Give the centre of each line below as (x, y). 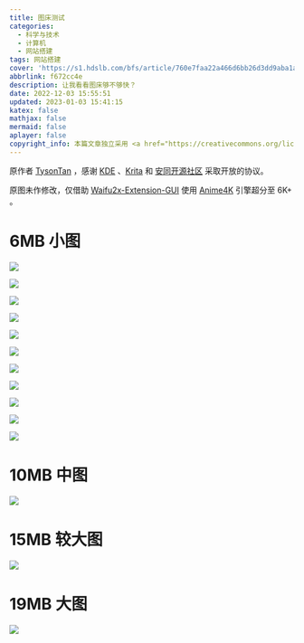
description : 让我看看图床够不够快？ (73, 85)
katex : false (34, 110)
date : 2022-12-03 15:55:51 (60, 93)
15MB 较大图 (56, 539)
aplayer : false (38, 136)
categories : (32, 26)
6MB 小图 (45, 241)
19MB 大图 (48, 604)
